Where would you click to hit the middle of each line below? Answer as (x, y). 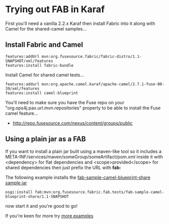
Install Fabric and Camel (44, 45)
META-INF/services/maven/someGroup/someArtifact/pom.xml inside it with (84, 156)
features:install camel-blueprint (42, 93)
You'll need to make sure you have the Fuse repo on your (65, 102)
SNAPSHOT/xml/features (29, 61)
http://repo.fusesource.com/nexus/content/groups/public (73, 123)
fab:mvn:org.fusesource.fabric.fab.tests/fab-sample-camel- (100, 192)
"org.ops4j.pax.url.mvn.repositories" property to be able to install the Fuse (83, 108)
